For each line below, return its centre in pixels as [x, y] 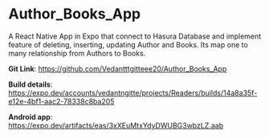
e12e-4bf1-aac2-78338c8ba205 [61, 101]
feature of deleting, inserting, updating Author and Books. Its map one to [128, 44]
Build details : [31, 84]
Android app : [31, 116]
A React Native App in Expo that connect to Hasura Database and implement [135, 36]
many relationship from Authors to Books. [77, 53]
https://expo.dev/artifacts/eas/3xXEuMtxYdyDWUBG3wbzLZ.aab [116, 125]
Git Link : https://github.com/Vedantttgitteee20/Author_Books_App [118, 68]
